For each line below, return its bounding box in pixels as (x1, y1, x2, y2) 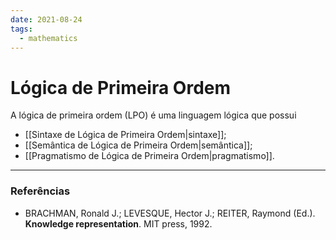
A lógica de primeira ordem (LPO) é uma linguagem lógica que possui (10, 109, 297, 121)
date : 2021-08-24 (10, 14, 83, 25)
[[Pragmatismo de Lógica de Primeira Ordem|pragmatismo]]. (24, 150, 275, 162)
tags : (10, 24, 33, 34)
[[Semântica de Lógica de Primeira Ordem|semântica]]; (24, 139, 253, 151)
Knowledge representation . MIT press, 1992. (24, 217, 213, 230)
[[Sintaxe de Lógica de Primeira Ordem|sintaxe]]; (24, 129, 227, 141)
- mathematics (19, 33, 78, 43)
